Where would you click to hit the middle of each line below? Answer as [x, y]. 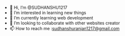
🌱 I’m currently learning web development [51, 18]
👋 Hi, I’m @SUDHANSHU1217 [39, 8]
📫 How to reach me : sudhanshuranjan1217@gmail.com [64, 28]
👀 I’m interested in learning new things [48, 13]
